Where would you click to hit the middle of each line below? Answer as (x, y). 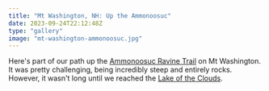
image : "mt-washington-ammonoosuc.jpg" (76, 38)
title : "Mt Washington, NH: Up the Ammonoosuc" (90, 16)
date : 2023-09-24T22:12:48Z (56, 23)
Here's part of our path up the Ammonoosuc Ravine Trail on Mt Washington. (134, 61)
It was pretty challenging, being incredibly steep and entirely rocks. (120, 70)
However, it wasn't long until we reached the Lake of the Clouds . (116, 78)
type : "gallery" (36, 31)
